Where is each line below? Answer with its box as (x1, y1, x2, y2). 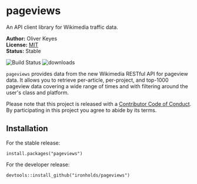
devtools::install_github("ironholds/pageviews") (6, 172, 131, 178)
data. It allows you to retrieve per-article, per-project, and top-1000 (6, 76, 169, 83)
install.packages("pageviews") (6, 150, 83, 156)
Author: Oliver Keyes (6, 35, 58, 42)
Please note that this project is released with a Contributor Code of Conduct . (6, 100, 192, 107)
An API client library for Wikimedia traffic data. (6, 24, 119, 31)
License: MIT (6, 41, 39, 48)
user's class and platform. (6, 89, 69, 96)
